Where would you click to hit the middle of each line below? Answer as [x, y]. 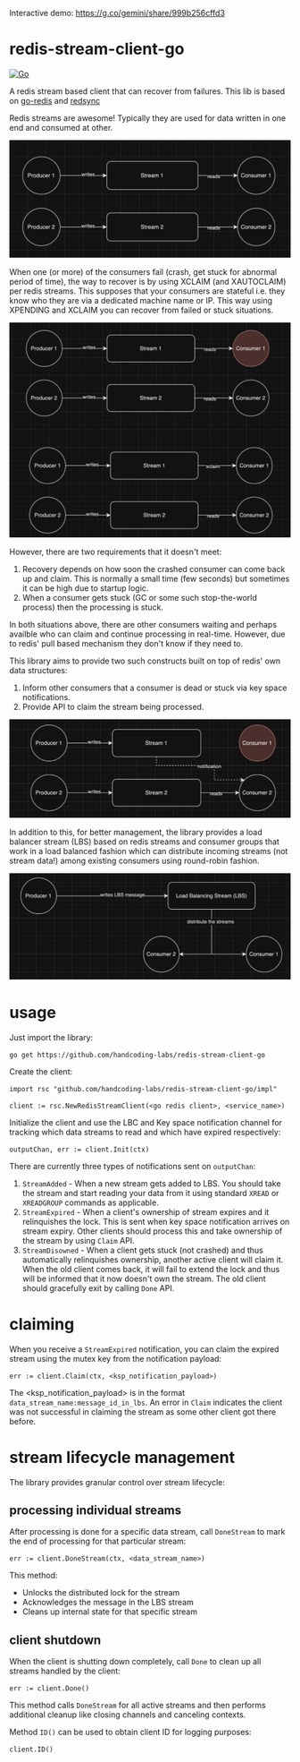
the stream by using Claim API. [79, 1240]
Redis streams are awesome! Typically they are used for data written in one [148, 118]
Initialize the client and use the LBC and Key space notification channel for [146, 1122]
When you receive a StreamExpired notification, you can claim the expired [144, 1349]
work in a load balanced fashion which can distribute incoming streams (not [149, 851]
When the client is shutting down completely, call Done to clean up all [135, 1662]
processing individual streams [96, 1510]
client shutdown [55, 1640]
